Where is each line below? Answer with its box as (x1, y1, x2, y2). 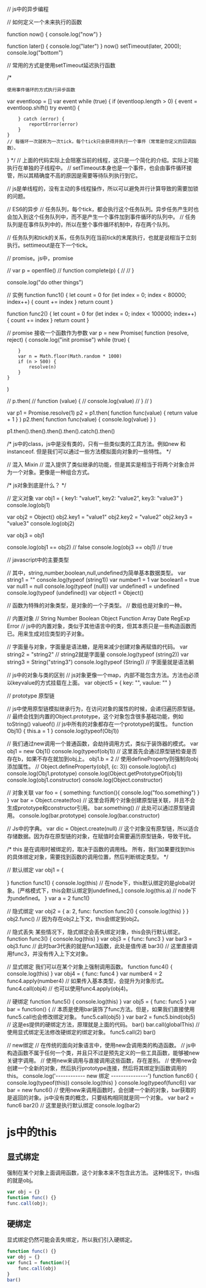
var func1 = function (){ (7, 1260, 70, 1266)
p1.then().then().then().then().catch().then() (7, 427, 116, 435)
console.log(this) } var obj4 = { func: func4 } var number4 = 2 (7, 970, 163, 977)
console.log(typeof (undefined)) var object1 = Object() (7, 589, 144, 596)
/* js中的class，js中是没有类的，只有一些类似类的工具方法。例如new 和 (7, 440, 186, 447)
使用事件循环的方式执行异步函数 (7, 87, 76, 93)
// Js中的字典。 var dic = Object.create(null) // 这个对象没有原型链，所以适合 (7, 825, 199, 832)
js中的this (7, 1126, 57, 1139)
